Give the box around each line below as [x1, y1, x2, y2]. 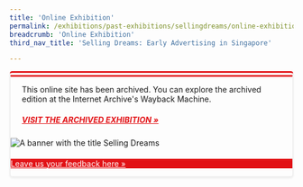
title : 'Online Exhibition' [9, 13, 115, 22]
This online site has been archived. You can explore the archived [22, 85, 262, 95]
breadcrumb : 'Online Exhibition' [9, 30, 135, 39]
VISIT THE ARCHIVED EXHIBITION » [22, 114, 160, 126]
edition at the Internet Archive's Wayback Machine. [22, 93, 212, 104]
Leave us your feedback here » [10, 158, 126, 169]
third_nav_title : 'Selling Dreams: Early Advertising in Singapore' [9, 38, 272, 48]
